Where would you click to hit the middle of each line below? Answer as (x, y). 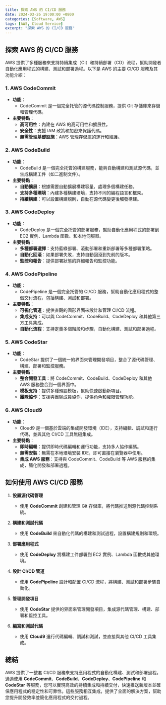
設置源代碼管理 (28, 495)
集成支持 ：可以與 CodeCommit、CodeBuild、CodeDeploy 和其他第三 (90, 317)
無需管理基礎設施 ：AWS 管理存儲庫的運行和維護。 (71, 137)
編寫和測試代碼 (28, 626)
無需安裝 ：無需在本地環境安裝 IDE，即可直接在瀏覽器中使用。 (82, 452)
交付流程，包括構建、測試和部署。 (59, 298)
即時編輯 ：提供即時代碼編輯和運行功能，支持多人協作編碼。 (81, 446)
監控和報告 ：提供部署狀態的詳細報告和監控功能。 (70, 261)
